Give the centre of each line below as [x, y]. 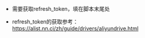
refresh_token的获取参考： [45, 22]
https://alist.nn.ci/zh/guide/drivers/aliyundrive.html [75, 28]
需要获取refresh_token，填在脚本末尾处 [61, 9]
